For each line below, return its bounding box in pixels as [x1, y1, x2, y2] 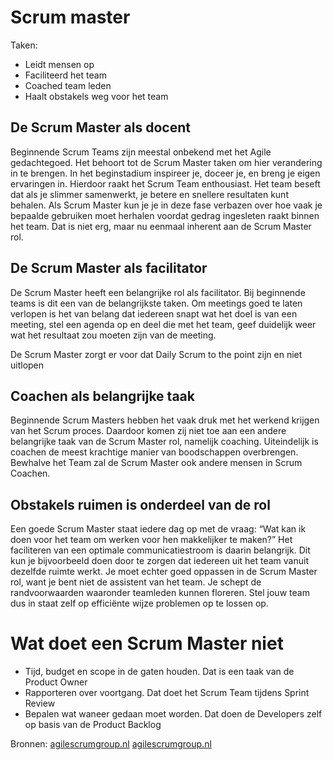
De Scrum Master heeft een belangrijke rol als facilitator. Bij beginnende [10, 286, 306, 298]
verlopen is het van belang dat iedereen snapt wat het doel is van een [10, 307, 298, 320]
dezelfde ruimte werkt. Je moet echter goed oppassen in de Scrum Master [10, 566, 318, 578]
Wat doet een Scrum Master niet [10, 632, 284, 655]
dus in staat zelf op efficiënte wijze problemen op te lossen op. [10, 597, 269, 610]
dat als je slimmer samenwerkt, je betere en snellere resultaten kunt [10, 188, 289, 200]
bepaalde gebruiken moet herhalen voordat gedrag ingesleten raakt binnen [10, 209, 320, 221]
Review [24, 697, 56, 710]
